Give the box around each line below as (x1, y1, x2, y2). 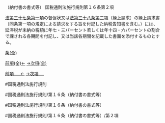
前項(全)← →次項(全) (5, 61, 47, 66)
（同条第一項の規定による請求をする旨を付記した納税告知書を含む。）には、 (5, 21, 158, 27)
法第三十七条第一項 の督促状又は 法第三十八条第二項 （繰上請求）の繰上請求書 (5, 15, 160, 21)
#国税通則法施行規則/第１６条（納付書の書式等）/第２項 (5, 113, 119, 118)
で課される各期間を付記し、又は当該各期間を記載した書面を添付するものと (5, 33, 156, 39)
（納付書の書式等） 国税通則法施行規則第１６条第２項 (5, 4, 114, 10)
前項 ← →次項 (5, 71, 39, 76)
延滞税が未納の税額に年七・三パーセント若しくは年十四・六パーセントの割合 (5, 27, 160, 33)
